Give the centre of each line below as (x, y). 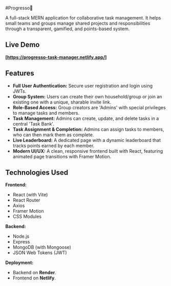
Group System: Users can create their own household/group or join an (87, 96)
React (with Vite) (30, 195)
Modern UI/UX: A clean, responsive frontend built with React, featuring (88, 151)
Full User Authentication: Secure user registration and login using (82, 86)
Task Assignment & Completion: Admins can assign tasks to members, (88, 129)
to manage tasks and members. (46, 113)
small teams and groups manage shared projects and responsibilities (78, 23)
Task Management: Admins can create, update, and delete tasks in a (86, 118)
